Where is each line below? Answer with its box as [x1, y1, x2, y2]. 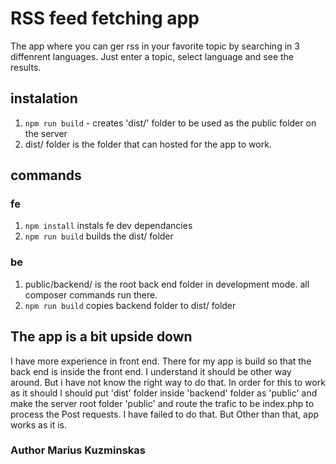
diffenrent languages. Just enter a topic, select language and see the [10, 50, 295, 62]
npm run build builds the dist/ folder [24, 230, 174, 242]
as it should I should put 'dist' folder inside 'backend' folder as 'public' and [10, 387, 318, 399]
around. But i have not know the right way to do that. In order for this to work [10, 376, 326, 388]
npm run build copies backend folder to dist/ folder [24, 299, 237, 311]
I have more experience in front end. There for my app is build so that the [10, 355, 312, 367]
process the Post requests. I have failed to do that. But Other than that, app [10, 408, 320, 420]
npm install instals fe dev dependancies [24, 220, 193, 232]
